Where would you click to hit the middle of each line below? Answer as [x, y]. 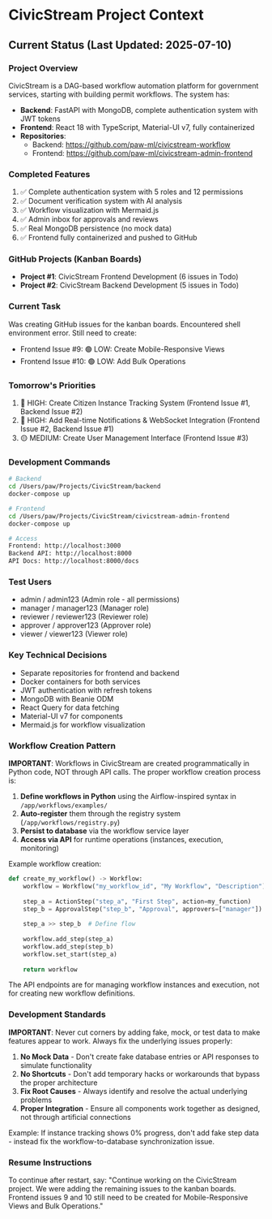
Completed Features [49, 174]
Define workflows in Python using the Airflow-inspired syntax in [128, 796]
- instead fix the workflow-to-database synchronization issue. [112, 1141]
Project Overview [43, 68]
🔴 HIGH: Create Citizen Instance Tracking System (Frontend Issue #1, [135, 403]
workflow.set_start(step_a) [70, 954]
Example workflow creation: [55, 864]
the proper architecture [59, 1083]
